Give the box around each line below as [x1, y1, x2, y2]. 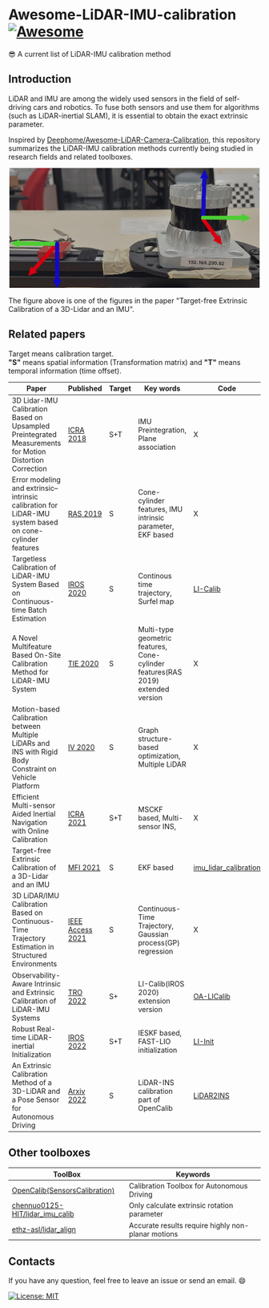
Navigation [11, 817, 48, 827]
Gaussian [138, 929, 170, 939]
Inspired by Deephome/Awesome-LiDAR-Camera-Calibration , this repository [8, 135, 260, 144]
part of [138, 1095, 161, 1104]
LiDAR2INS [193, 1091, 230, 1100]
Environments [11, 959, 58, 969]
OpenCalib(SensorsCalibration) [11, 1185, 115, 1195]
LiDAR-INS [138, 1078, 175, 1087]
